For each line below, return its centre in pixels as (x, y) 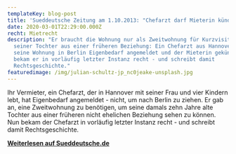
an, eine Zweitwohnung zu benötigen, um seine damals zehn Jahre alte (110, 107)
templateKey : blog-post (42, 14)
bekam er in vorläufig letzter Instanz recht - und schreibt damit (114, 59)
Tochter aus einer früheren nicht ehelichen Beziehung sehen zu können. (112, 114)
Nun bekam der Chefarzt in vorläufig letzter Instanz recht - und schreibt (111, 122)
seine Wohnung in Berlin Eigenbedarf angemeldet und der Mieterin (113, 53)
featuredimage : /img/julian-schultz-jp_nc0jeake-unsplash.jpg (100, 72)
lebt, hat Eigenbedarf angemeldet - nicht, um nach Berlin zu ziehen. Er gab (115, 99)
